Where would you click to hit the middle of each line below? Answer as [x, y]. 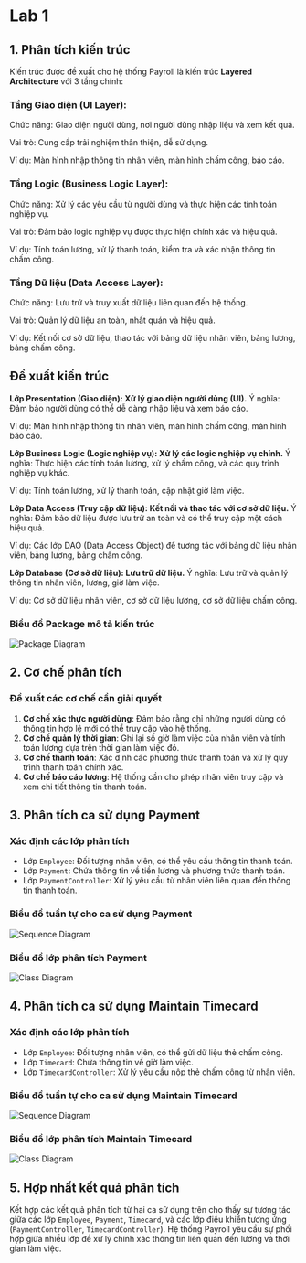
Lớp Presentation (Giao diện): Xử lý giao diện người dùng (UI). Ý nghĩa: [145, 398]
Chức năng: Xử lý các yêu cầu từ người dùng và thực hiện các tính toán [143, 204]
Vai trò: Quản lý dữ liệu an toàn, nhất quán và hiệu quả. [113, 320]
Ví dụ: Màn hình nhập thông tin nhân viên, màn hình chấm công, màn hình [148, 425]
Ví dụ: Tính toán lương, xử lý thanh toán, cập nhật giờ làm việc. [127, 490]
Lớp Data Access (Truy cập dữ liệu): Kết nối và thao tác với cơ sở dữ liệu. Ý [153, 508]
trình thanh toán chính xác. [73, 767]
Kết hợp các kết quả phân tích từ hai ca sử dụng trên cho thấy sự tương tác [150, 1210]
